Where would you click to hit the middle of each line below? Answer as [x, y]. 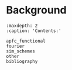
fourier [16, 46]
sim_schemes [20, 51]
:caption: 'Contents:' [34, 31]
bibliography [22, 61]
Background [36, 10]
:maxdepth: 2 [22, 26]
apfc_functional [26, 41]
